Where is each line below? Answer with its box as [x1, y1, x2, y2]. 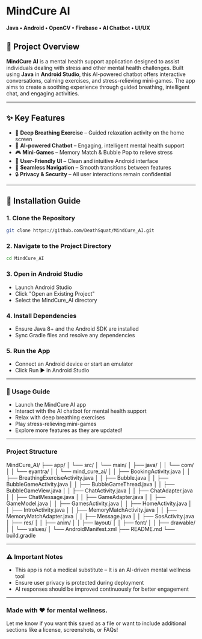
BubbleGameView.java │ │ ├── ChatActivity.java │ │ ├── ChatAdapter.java [6, 487, 194, 494]
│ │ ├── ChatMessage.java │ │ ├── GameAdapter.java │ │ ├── [6, 493, 166, 500]
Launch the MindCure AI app [14, 401, 87, 409]
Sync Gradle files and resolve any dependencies [14, 331, 135, 339]
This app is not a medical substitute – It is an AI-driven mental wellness [14, 566, 191, 574]
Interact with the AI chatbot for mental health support [14, 407, 147, 415]
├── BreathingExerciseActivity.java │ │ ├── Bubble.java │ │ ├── [6, 474, 169, 481]
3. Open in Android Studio [6, 270, 83, 278]
